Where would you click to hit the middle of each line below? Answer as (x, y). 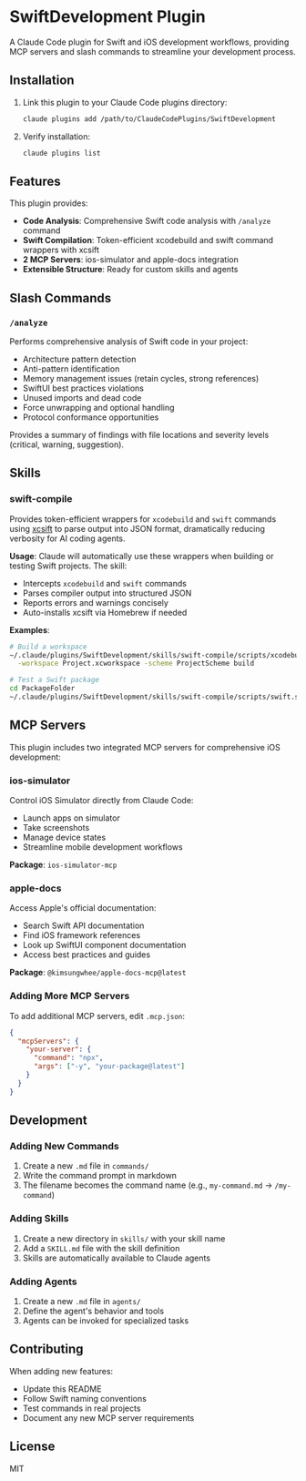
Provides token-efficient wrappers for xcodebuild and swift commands (143, 519)
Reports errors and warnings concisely (95, 602)
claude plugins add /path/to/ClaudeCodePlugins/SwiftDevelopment (149, 119)
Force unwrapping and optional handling (98, 408)
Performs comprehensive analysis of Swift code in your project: (129, 342)
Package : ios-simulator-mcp (63, 865)
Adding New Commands (65, 1146)
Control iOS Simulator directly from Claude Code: (102, 801)
